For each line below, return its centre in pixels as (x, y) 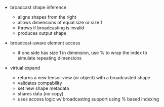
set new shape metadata (43, 88)
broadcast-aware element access (45, 43)
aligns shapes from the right (47, 17)
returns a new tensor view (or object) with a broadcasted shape (84, 77)
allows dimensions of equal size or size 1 (60, 22)
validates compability (40, 83)
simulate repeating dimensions (50, 58)
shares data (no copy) (40, 94)
